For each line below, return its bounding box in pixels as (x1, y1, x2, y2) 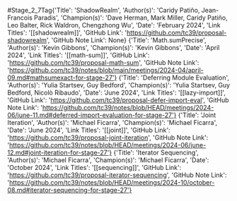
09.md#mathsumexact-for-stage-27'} (7, 73, 117, 82)
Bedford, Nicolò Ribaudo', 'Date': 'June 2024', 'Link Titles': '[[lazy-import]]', (7, 88, 226, 97)
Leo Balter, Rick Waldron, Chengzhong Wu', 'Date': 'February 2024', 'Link (7, 21, 221, 29)
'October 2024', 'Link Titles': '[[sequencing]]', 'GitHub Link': (7, 164, 182, 171)
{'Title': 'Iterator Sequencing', (112, 148, 200, 157)
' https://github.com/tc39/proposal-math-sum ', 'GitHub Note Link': (7, 59, 200, 66)
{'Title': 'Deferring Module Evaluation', (118, 73, 230, 82)
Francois (7, 13, 33, 22)
